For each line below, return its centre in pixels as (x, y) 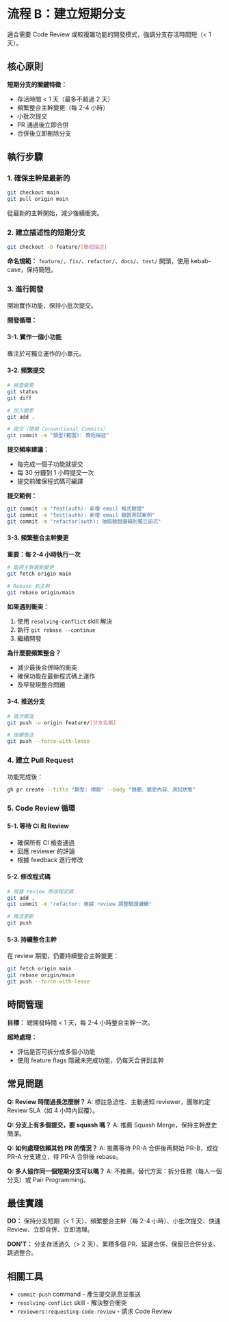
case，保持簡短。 (32, 270)
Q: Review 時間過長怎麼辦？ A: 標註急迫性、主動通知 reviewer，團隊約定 (109, 1101)
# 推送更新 (21, 917)
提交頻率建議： (28, 450)
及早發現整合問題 (41, 684)
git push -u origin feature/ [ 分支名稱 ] (62, 723)
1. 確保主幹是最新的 (39, 178)
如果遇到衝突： (28, 607)
